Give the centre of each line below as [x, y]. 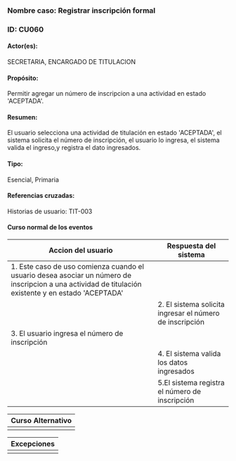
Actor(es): [22, 46]
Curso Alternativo [41, 421]
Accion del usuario [81, 251]
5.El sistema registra [191, 383]
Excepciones [33, 444]
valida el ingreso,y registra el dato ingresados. [74, 148]
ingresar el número [189, 313]
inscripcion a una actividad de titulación [76, 284]
